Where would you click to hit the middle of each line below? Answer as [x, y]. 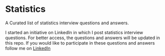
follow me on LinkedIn [28, 48]
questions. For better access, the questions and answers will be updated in [83, 38]
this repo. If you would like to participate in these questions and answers [80, 43]
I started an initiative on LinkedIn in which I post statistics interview [74, 32]
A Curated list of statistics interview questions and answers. [67, 23]
